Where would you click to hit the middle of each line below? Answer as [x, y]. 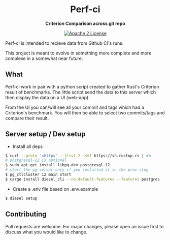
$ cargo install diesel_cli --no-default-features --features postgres [82, 179]
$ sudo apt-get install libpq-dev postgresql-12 [58, 165]
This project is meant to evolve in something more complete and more [78, 53]
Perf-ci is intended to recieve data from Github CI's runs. [64, 43]
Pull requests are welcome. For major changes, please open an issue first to [84, 226]
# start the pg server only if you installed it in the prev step [77, 170]
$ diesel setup [21, 198]
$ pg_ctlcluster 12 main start [38, 175]
